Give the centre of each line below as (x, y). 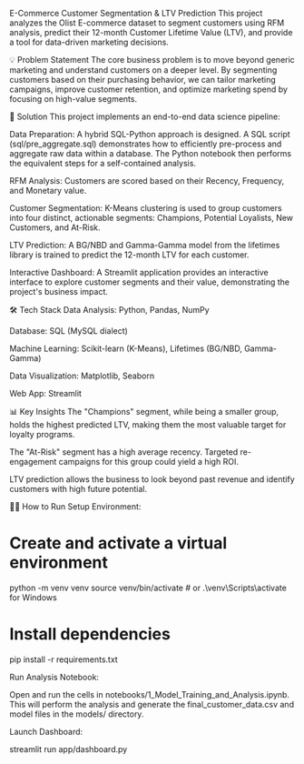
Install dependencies (90, 634)
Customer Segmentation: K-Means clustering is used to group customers (146, 208)
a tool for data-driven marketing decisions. (89, 42)
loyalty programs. (42, 434)
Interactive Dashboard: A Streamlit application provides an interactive (139, 272)
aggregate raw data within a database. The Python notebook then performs (151, 153)
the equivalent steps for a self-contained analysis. (103, 163)
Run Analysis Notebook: (54, 677)
